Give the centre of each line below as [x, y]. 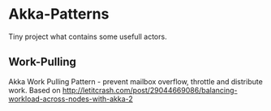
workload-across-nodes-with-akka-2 [71, 99]
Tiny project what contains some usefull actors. [88, 36]
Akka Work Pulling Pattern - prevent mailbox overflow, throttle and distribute [136, 81]
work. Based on [34, 90]
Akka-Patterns [59, 14]
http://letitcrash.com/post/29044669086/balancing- [150, 90]
